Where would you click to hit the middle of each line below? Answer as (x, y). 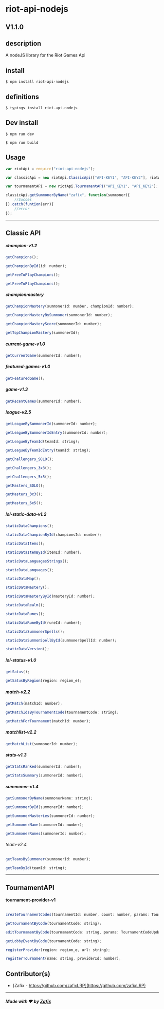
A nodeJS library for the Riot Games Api (46, 55)
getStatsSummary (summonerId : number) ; (45, 776)
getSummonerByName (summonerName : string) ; (49, 798)
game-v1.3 (17, 389)
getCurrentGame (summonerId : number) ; (44, 355)
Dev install (22, 123)
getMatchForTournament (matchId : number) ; (48, 721)
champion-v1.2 (21, 245)
